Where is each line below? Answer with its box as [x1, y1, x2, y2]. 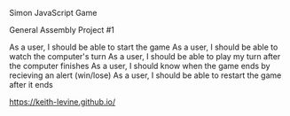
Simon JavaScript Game [9, 8, 98, 18]
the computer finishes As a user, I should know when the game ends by [9, 61, 270, 71]
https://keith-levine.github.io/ [9, 97, 116, 107]
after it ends [9, 80, 53, 89]
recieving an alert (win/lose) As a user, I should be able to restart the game [9, 70, 282, 81]
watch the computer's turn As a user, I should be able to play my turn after [9, 51, 281, 61]
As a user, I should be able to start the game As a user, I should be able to [9, 42, 278, 52]
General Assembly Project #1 [9, 25, 115, 35]
